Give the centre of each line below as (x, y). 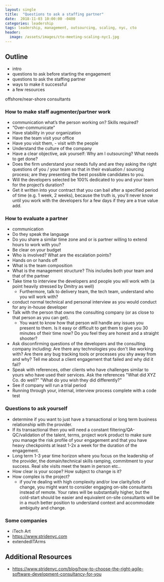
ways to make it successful (39, 84)
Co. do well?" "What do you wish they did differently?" (67, 380)
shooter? (28, 338)
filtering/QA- (122, 430)
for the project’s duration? (38, 185)
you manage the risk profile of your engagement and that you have (80, 440)
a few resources (28, 89)
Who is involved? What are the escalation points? (62, 255)
